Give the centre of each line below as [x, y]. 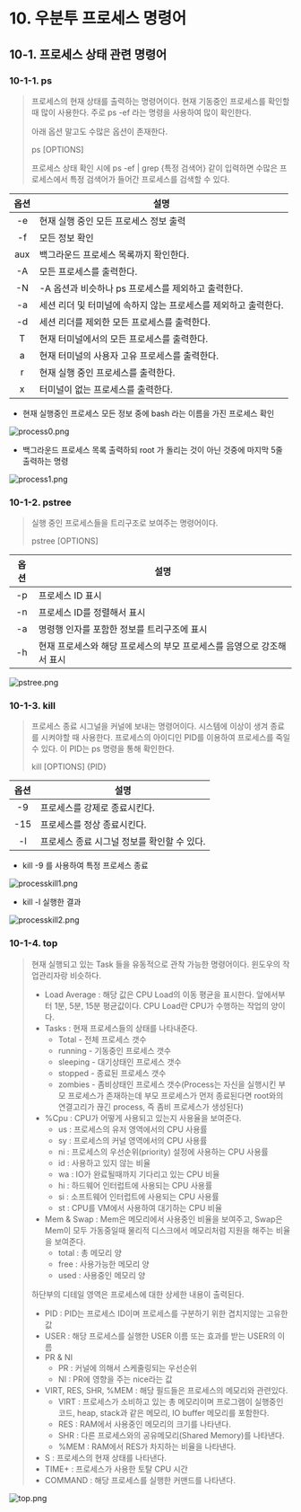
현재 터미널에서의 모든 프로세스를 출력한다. [124, 339]
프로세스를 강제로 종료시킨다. [97, 808]
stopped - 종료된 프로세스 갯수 [112, 1073]
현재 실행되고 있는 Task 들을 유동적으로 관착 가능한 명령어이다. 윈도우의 [155, 964]
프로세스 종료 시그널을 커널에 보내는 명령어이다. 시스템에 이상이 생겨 [150, 726]
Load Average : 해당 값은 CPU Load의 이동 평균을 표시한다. [150, 995]
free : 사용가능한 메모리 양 [103, 1264]
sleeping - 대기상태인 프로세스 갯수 [120, 1062]
